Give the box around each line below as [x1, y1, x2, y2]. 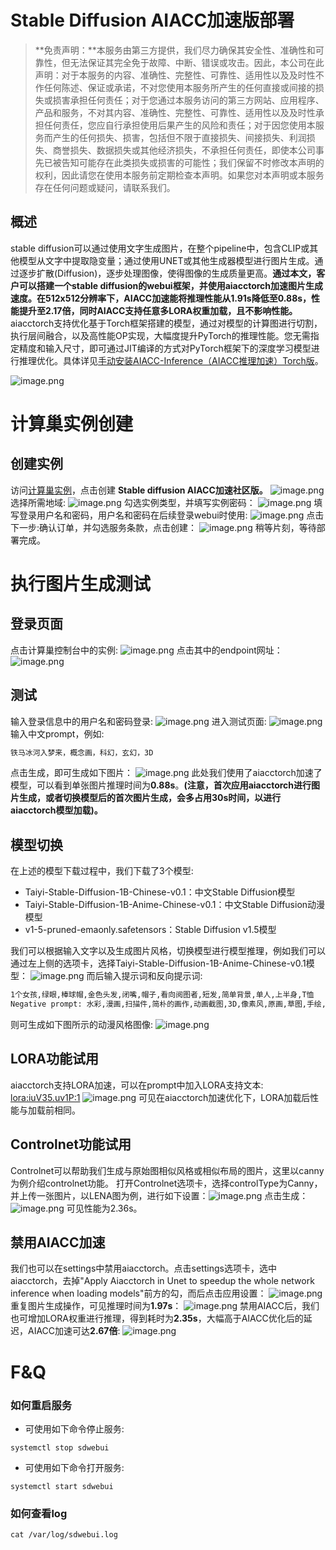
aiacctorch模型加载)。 [10, 804, 103, 816]
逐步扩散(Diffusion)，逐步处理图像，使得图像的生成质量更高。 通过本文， [18, 267, 317, 279]
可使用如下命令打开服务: [24, 1461, 125, 1473]
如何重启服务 [10, 1398, 73, 1412]
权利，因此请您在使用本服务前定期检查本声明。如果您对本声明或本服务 [34, 169, 325, 181]
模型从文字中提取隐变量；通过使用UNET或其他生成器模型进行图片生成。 [18, 254, 315, 266]
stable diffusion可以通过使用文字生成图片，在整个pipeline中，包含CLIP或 [10, 242, 310, 254]
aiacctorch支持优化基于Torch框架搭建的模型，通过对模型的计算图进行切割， [10, 317, 323, 329]
